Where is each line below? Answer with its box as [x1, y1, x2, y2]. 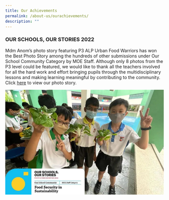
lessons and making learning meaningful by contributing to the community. [5, 74, 160, 80]
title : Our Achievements [5, 8, 57, 13]
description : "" [5, 19, 39, 24]
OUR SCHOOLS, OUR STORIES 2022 [5, 36, 95, 43]
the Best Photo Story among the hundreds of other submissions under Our [5, 53, 159, 59]
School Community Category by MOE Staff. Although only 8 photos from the [5, 58, 163, 64]
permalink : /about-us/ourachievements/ [5, 13, 89, 19]
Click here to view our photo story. [5, 80, 77, 86]
